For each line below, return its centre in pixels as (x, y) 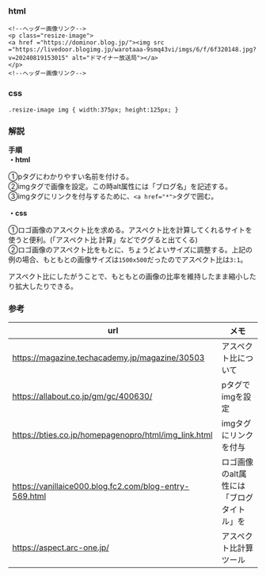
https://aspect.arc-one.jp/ (61, 548)
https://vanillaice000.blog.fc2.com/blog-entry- (101, 487)
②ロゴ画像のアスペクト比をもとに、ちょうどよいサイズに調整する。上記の (131, 249)
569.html (29, 496)
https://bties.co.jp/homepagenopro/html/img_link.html (112, 435)
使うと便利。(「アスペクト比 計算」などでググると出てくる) (103, 240)
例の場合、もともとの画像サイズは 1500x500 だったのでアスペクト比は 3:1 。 (128, 260)
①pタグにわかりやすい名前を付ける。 (71, 176)
